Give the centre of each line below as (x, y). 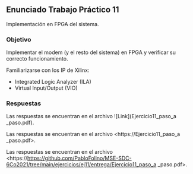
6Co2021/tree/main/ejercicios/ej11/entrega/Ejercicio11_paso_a (81, 164)
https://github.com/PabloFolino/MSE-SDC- (79, 158)
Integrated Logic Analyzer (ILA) (53, 82)
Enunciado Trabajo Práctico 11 (63, 10)
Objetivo (19, 39)
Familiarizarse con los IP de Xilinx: (48, 70)
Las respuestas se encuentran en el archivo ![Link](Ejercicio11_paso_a (91, 116)
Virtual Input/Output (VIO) (46, 88)
